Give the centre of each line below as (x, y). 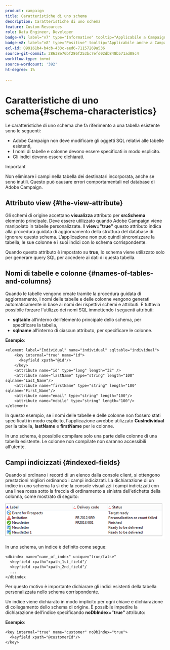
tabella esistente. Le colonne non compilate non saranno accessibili (76, 441)
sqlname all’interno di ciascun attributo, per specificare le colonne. (82, 330)
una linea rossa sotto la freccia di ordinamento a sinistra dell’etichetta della (83, 491)
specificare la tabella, (35, 325)
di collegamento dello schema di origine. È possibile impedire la (72, 607)
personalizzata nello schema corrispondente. (52, 592)
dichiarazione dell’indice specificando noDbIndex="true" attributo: (75, 612)
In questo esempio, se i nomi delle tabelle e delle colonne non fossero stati (83, 415)
